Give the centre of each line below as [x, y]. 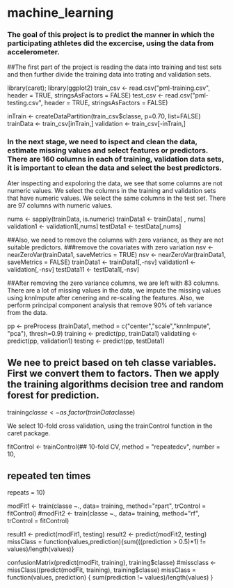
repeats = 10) [26, 493]
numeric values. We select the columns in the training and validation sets [112, 190]
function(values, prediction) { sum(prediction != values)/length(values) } [110, 578]
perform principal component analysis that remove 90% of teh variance [110, 305]
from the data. [27, 312]
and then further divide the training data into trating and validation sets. [109, 75]
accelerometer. [34, 52]
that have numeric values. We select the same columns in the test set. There [116, 198]
